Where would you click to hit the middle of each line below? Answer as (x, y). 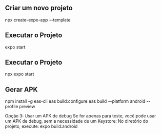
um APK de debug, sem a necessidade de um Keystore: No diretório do (77, 121)
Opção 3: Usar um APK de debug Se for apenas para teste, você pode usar (80, 116)
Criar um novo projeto (39, 8)
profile (12, 107)
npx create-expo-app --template (38, 20)
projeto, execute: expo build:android (41, 126)
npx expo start (20, 74)
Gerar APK (21, 89)
